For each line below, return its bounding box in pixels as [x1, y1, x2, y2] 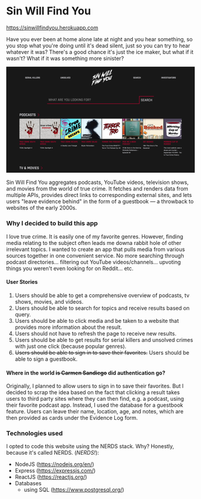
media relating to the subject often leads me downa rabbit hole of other [6, 239, 181, 246]
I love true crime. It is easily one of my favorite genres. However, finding [6, 232, 184, 240]
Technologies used [6, 430, 63, 438]
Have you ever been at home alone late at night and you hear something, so [6, 35, 193, 43]
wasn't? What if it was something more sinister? [6, 55, 124, 62]
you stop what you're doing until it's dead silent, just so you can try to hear [6, 42, 190, 49]
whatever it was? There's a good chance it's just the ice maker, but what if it [6, 48, 194, 55]
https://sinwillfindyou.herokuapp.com [6, 24, 99, 31]
